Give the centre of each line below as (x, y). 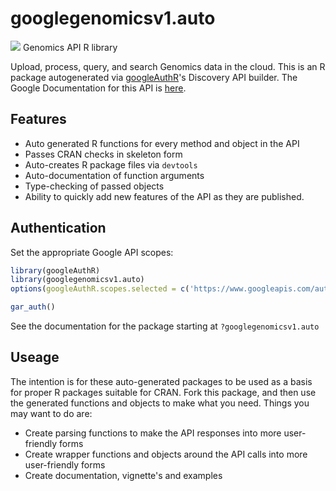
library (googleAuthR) (55, 270)
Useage (35, 357)
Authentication (58, 228)
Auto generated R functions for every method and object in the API (162, 143)
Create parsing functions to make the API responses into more (153, 433)
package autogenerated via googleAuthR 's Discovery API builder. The (154, 77)
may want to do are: (51, 413)
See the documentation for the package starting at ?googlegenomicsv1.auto (165, 326)
